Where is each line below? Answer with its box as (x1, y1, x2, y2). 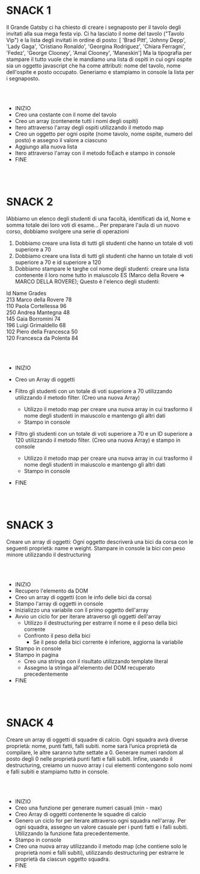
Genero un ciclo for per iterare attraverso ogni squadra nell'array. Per (14, 817, 186, 824)
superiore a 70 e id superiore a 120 (14, 259, 102, 266)
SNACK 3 (6, 518, 53, 532)
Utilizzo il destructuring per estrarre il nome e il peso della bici (23, 619, 178, 626)
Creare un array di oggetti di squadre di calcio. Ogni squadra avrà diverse (6, 736, 188, 743)
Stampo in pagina (14, 651, 59, 658)
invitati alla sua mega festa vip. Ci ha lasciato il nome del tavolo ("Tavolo (6, 30, 184, 37)
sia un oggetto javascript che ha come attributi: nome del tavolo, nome (6, 61, 181, 69)
